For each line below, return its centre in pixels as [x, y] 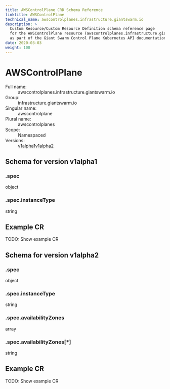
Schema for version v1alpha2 [52, 255]
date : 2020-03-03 [24, 43]
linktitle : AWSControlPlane [35, 15]
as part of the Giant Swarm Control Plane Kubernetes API [72, 38]
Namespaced [32, 135]
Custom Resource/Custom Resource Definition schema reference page [82, 29]
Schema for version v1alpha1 [51, 162]
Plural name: [18, 119]
